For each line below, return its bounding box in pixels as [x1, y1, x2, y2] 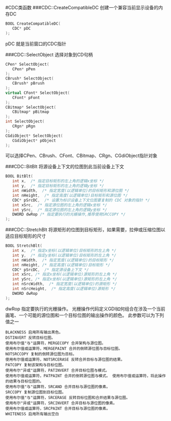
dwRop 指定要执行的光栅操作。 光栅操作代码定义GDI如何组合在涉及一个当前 [5, 306, 165, 312]
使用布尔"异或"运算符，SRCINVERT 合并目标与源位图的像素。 [5, 400, 117, 406]
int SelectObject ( [5, 119, 45, 124]
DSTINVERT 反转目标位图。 [5, 335, 55, 340]
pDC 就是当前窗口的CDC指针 [5, 41, 67, 47]
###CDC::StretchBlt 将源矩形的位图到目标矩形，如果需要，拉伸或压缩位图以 [5, 227, 165, 233]
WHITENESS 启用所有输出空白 [5, 411, 59, 416]
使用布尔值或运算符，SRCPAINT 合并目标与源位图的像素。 [5, 406, 110, 411]
